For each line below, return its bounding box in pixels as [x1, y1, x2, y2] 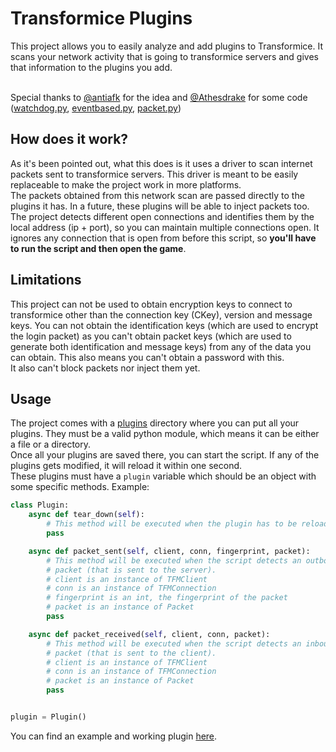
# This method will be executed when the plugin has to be [46, 519, 298, 529]
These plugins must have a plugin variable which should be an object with [10, 470, 317, 482]
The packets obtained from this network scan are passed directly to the [10, 189, 305, 201]
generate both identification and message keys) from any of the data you [10, 340, 312, 352]
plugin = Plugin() [10, 712, 87, 722]
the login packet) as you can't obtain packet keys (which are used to [10, 330, 292, 342]
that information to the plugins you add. [10, 61, 173, 73]
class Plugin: [10, 500, 70, 511]
